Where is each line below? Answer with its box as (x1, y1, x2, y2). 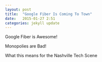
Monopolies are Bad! (5, 43, 47, 49)
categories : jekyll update (5, 20, 60, 26)
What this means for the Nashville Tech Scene (5, 53, 98, 59)
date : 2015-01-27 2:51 (5, 16, 55, 21)
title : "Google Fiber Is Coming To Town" (5, 12, 92, 16)
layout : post (5, 7, 32, 12)
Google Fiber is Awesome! (5, 34, 57, 40)
